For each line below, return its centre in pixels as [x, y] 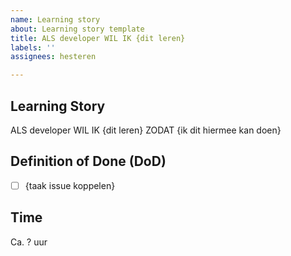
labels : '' [33, 47]
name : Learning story [55, 19]
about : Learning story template [77, 29]
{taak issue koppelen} [70, 185]
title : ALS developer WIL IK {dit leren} [98, 38]
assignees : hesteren [53, 57]
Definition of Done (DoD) [88, 161]
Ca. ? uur [29, 242]
